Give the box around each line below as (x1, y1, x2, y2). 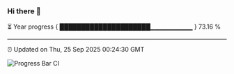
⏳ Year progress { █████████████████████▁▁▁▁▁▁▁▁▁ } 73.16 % (7, 22, 221, 31)
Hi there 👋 (7, 6, 42, 16)
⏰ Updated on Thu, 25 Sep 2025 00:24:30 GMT (7, 45, 145, 54)
